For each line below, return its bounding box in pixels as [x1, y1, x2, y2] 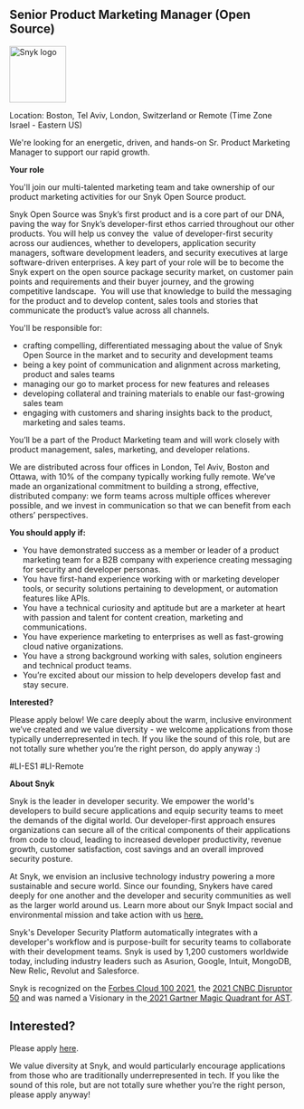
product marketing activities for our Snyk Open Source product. [9, 191, 247, 202]
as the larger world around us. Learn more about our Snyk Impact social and [9, 899, 294, 910]
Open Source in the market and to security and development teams [22, 349, 273, 360]
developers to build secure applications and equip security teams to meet [9, 805, 283, 816]
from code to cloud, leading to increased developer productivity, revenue [9, 834, 282, 845]
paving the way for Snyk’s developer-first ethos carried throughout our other [9, 218, 295, 229]
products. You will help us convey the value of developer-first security [9, 228, 273, 239]
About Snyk [9, 778, 55, 789]
